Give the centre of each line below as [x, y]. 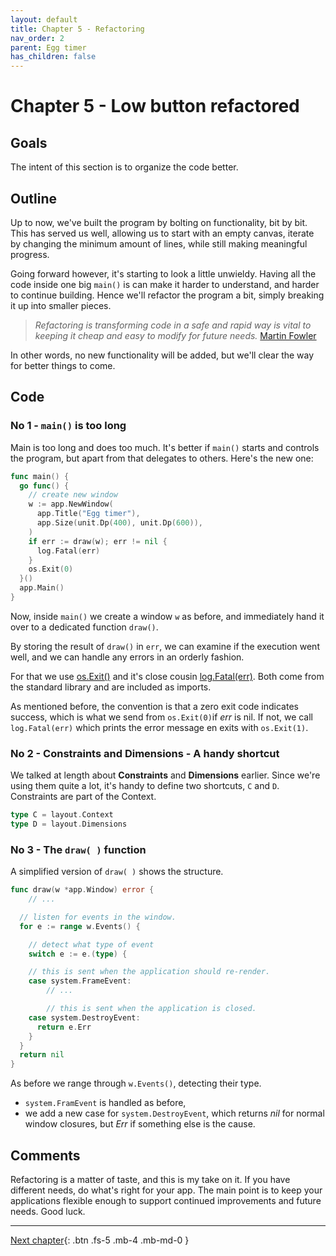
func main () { [40, 476]
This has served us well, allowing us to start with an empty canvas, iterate [162, 233]
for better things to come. [63, 365]
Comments [45, 1155]
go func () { [44, 486]
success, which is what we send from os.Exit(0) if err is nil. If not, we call [162, 717]
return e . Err [64, 1027]
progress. [30, 254]
